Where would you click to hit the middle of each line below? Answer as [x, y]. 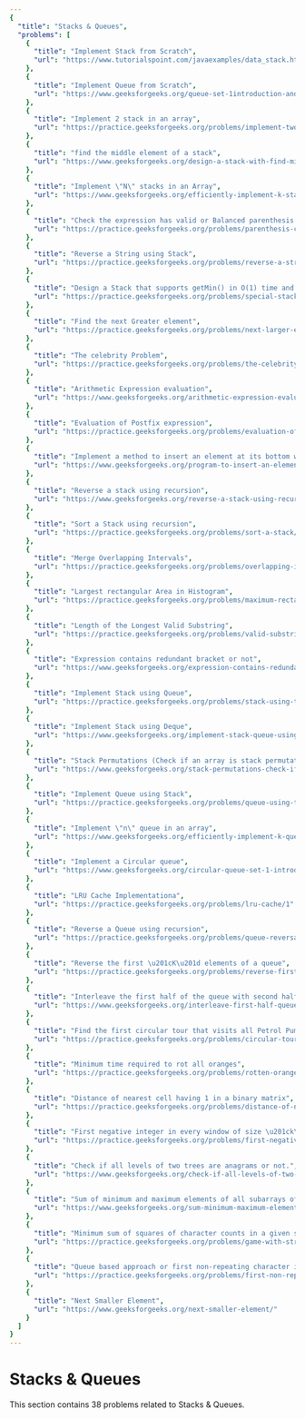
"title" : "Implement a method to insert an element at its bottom [162, 457]
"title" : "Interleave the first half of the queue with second [156, 997]
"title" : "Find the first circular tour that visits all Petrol [157, 1030]
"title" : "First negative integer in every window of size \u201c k [164, 1132]
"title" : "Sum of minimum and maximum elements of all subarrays [159, 1199]
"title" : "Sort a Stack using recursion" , [115, 524]
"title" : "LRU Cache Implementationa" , [108, 895]
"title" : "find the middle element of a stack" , [127, 153]
